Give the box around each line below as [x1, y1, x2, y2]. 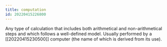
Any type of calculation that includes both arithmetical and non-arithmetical [5, 25, 162, 31]
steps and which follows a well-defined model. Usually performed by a [5, 31, 152, 37]
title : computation [5, 7, 46, 12]
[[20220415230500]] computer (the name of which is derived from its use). [5, 36, 162, 42]
